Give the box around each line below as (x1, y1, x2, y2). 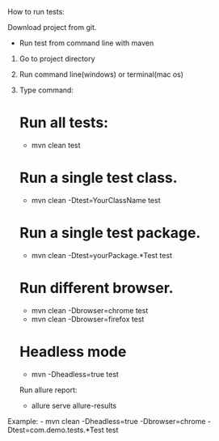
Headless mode (19, 342, 127, 361)
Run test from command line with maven (19, 38, 154, 48)
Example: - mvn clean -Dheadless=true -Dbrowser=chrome (7, 416, 206, 426)
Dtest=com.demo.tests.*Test (7, 425, 104, 435)
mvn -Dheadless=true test (31, 369, 119, 379)
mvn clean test (31, 140, 82, 150)
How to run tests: (7, 7, 65, 16)
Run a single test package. (19, 224, 201, 242)
